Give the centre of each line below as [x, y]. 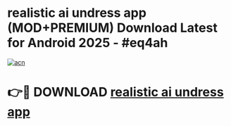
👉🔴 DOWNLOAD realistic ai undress [115, 92]
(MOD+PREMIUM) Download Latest [113, 28]
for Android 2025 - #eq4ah [88, 43]
